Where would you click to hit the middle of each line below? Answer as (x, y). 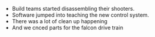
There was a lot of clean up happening (60, 21)
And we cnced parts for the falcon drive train (67, 27)
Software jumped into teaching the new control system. (80, 15)
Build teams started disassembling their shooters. (73, 9)
